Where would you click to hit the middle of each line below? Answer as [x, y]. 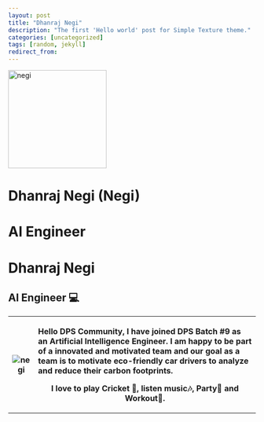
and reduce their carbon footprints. [106, 371]
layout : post [29, 15]
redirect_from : [33, 52]
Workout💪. [145, 398]
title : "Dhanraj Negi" [45, 23]
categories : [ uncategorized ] [56, 37]
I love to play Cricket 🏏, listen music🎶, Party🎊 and [145, 388]
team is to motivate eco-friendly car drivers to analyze [143, 361]
